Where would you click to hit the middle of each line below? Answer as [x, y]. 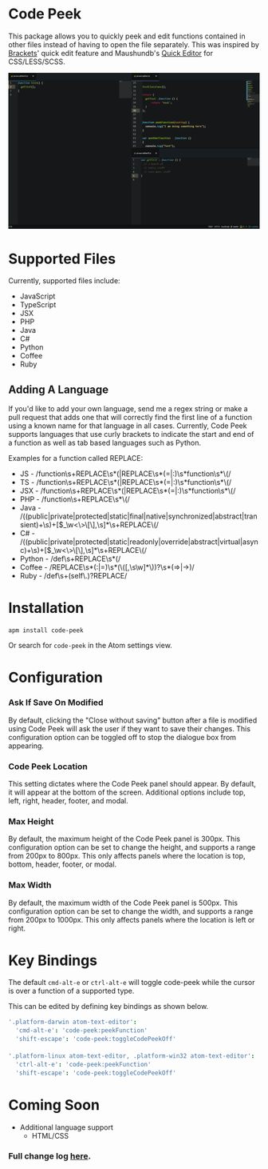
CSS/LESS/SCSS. [37, 62]
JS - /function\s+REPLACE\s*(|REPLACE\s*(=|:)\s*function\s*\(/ [125, 474]
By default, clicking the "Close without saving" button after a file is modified [133, 720]
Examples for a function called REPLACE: [76, 458]
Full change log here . [50, 1156]
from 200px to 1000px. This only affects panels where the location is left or [132, 919]
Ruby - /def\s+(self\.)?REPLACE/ [73, 576]
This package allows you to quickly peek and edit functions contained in [127, 36]
